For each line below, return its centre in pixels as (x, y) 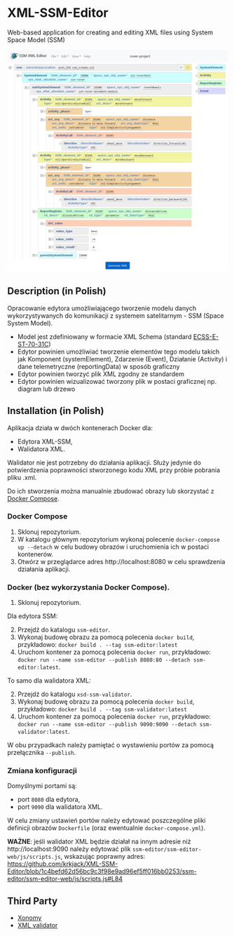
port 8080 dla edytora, (49, 800)
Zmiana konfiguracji (42, 771)
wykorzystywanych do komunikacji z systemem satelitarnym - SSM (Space (116, 315)
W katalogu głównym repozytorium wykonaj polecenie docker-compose (119, 539)
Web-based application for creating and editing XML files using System (110, 32)
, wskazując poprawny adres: (103, 857)
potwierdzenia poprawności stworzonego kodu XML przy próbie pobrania (114, 470)
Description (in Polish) (57, 292)
